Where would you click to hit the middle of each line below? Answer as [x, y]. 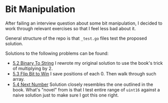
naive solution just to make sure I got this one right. [66, 95]
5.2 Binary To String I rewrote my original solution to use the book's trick [88, 63]
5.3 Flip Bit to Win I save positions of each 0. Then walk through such [84, 73]
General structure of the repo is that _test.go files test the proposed [76, 38]
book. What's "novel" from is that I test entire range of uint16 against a [86, 89]
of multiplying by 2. [33, 68]
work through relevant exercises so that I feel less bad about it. [71, 28]
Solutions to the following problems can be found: [57, 53]
